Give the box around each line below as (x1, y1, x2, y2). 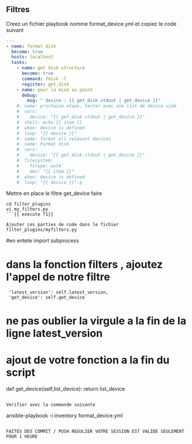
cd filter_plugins (6, 201, 51, 207)
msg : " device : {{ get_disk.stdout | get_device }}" (27, 98, 161, 104)
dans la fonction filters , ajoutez (6, 258, 163, 271)
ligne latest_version (6, 326, 103, 340)
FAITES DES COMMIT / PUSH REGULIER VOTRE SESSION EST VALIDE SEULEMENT (6, 428, 184, 434)
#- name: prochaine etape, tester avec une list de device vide (16, 103, 177, 109)
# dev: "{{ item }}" (16, 168, 75, 175)
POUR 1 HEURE (6, 433, 38, 439)
